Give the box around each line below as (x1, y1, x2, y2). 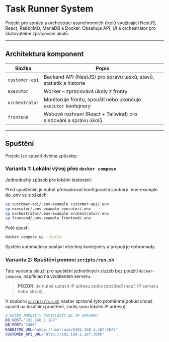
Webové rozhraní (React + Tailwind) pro (43, 110, 137, 118)
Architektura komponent (5, 50, 84, 59)
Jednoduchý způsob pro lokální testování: (5, 177, 92, 183)
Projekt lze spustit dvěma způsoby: (5, 152, 78, 159)
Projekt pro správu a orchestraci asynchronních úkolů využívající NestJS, (5, 20, 157, 26)
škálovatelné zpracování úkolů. (5, 30, 69, 36)
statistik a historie (43, 79, 86, 86)
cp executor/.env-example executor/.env (5, 206, 92, 211)
